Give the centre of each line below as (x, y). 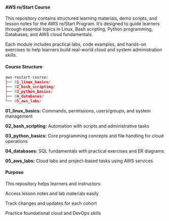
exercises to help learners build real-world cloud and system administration (84, 50)
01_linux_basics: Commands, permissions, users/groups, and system (78, 110)
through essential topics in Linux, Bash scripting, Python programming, (79, 29)
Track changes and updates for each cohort (51, 203)
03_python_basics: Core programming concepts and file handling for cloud (85, 136)
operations (16, 141)
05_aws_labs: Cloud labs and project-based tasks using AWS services (79, 161)
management (19, 116)
